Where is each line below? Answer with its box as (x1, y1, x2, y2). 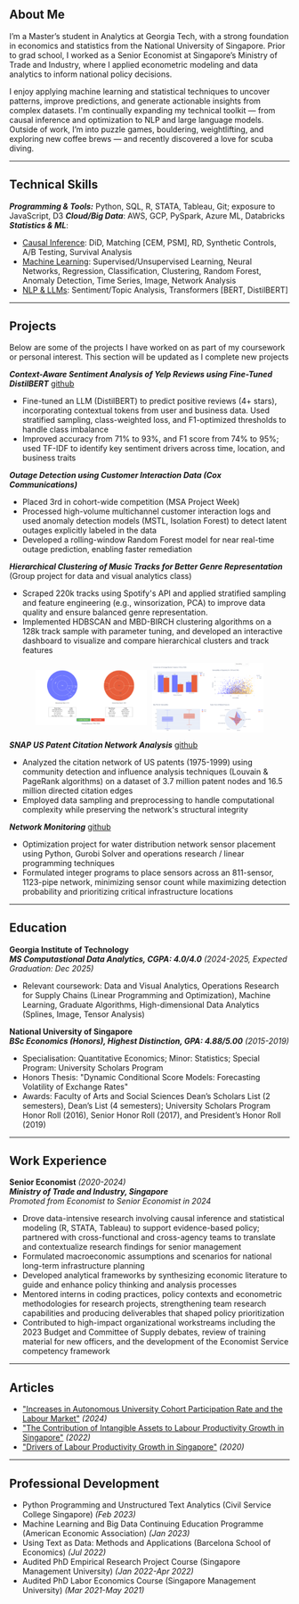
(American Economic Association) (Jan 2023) (21, 1528, 190, 1539)
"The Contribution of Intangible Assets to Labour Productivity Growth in (21, 1423, 285, 1434)
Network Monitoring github (9, 821, 111, 832)
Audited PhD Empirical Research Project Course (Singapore (21, 1557, 241, 1567)
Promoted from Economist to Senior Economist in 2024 (9, 1195, 212, 1207)
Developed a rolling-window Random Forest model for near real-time (21, 534, 275, 545)
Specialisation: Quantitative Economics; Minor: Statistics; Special (21, 1053, 261, 1063)
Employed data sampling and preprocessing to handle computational (21, 794, 275, 806)
